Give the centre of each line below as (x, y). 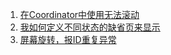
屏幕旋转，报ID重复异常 (68, 39)
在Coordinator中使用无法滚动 (79, 14)
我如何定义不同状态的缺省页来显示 (90, 27)
